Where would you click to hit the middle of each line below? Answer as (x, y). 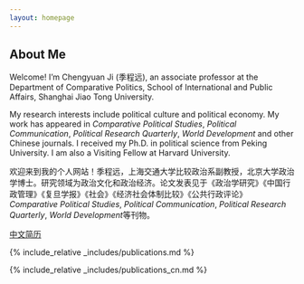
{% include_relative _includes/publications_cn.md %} (109, 270)
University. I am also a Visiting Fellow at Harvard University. (120, 153)
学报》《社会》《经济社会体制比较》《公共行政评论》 (153, 194)
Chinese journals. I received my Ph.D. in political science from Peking (138, 143)
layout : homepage (42, 18)
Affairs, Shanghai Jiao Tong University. (82, 97)
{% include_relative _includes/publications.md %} (102, 252)
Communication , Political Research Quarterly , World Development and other (152, 134)
